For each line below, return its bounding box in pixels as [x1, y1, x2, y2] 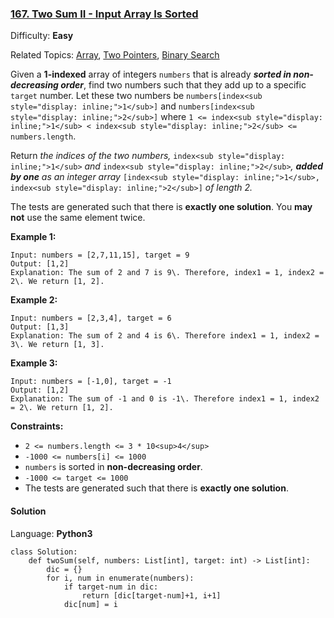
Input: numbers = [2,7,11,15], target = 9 [10, 250, 190, 261]
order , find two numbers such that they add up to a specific [60, 79, 307, 91]
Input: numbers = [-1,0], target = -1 [10, 377, 172, 387]
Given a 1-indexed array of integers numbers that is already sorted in [10, 68, 292, 81]
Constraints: [10, 420, 64, 432]
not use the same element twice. [10, 212, 146, 224]
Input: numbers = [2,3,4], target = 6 [10, 313, 172, 324]
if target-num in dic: [63, 582, 159, 592]
